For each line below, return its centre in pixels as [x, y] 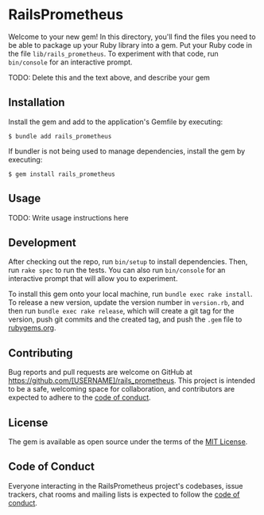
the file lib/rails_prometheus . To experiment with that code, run [113, 53]
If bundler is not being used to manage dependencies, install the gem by [127, 151]
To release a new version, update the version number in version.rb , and [126, 302]
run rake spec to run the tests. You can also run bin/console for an [117, 270]
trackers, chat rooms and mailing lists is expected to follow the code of [124, 494]
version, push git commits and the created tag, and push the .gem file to [125, 319]
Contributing [41, 353]
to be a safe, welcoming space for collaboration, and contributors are [122, 389]
